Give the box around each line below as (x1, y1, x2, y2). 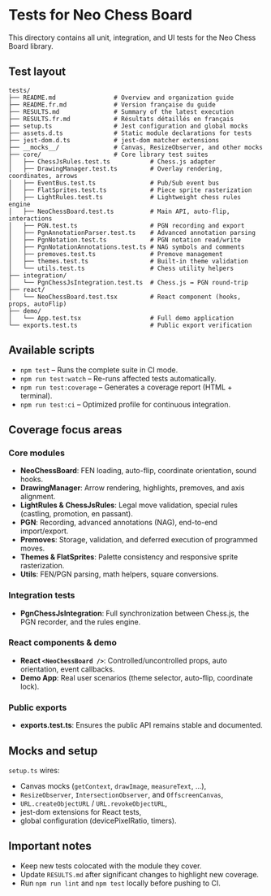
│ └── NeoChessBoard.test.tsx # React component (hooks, (8, 293, 242, 301)
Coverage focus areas (8, 423, 123, 437)
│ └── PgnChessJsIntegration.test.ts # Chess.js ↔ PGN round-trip (8, 278, 249, 286)
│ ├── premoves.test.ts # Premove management (8, 250, 223, 258)
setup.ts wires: (8, 765, 60, 775)
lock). (19, 681, 40, 691)
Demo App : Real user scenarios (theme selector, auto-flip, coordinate (19, 672, 253, 682)
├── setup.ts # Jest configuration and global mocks (8, 122, 249, 130)
